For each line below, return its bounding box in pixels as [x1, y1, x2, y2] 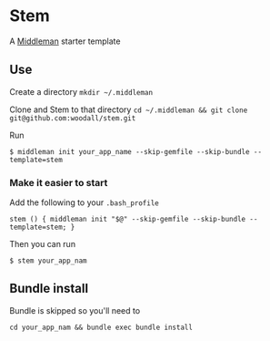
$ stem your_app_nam [9, 256, 88, 265]
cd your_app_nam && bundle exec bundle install [9, 323, 194, 332]
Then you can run [9, 239, 75, 250]
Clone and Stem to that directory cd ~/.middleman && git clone [9, 104, 248, 115]
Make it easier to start [9, 176, 108, 189]
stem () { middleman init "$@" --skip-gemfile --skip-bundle [9, 215, 246, 224]
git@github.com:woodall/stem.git [9, 113, 136, 123]
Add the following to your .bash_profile [9, 197, 159, 208]
